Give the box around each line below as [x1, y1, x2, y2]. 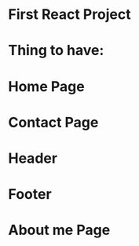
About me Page [8, 222, 111, 239]
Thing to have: [8, 42, 104, 60]
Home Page [8, 77, 85, 95]
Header [8, 149, 57, 167]
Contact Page [8, 113, 99, 131]
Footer [8, 185, 53, 204]
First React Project [8, 6, 131, 24]
